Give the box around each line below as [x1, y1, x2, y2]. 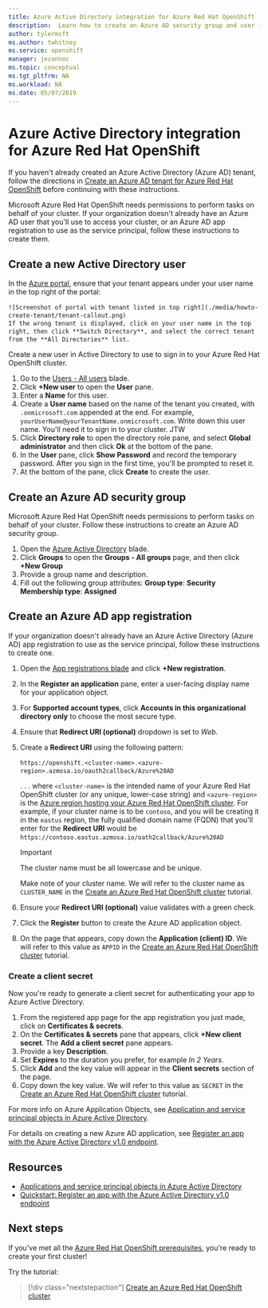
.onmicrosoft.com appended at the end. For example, [19, 408, 195, 418]
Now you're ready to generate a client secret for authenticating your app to [8, 989, 255, 998]
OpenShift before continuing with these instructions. [8, 185, 180, 194]
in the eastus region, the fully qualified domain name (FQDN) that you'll [19, 814, 254, 824]
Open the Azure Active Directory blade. [19, 544, 149, 554]
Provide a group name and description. [19, 570, 148, 579]
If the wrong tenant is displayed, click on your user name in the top [8, 320, 251, 328]
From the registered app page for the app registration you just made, [19, 1013, 246, 1022]
